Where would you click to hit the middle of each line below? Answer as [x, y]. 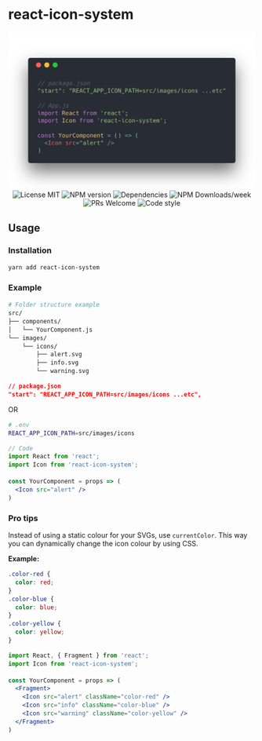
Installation [30, 250]
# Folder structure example [54, 305]
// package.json [35, 386]
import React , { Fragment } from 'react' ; [78, 655]
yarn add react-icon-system [54, 268]
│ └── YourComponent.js [50, 330]
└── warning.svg [63, 371]
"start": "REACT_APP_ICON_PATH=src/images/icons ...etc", [105, 394]
